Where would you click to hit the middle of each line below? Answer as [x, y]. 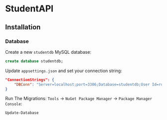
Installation [23, 27]
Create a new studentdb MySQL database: [48, 52]
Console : [14, 104]
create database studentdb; [34, 61]
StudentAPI [29, 9]
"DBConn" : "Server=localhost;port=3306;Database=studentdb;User [82, 84]
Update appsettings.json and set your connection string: [64, 71]
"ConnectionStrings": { [30, 80]
